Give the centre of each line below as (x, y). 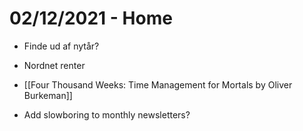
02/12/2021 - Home (91, 18)
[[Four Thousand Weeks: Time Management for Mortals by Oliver (158, 84)
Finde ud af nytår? (61, 46)
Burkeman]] (48, 95)
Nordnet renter (54, 65)
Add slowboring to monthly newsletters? (107, 114)
